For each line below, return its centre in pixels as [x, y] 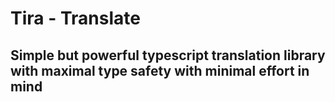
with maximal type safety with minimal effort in [160, 70]
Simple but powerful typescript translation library [168, 55]
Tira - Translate [75, 18]
